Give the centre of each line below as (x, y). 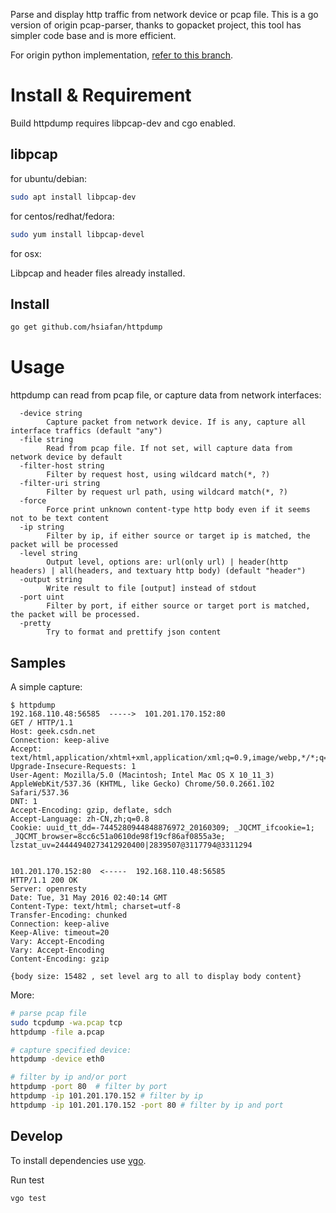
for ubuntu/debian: (49, 178)
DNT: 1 (24, 801)
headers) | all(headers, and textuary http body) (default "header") (158, 571)
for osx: (26, 253)
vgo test (28, 1198)
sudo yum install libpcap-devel (77, 234)
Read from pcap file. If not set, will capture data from (169, 449)
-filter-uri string (60, 484)
